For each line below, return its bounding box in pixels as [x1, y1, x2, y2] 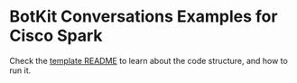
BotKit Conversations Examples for [9, 6, 278, 27]
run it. [9, 65, 32, 76]
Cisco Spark [9, 25, 103, 46]
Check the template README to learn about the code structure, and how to [9, 55, 289, 66]
